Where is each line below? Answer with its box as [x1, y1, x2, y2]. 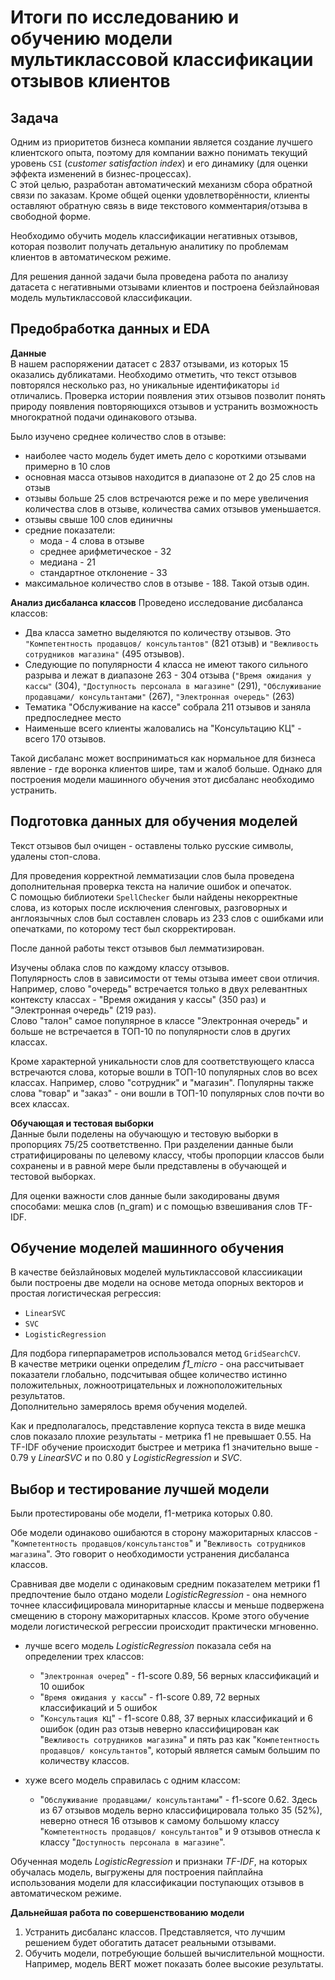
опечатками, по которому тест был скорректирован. [10, 922, 237, 935]
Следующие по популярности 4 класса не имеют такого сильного [24, 658, 309, 670]
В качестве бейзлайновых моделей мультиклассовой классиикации [10, 1266, 303, 1278]
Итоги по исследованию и [10, 6, 240, 29]
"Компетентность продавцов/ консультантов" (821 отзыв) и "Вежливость [24, 637, 320, 649]
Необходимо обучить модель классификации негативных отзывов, [10, 230, 298, 241]
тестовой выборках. [10, 1170, 97, 1182]
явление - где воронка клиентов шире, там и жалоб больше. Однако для [10, 762, 323, 775]
